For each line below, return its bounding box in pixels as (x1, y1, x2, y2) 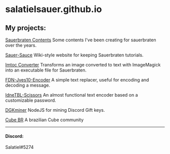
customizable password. (5, 97, 57, 103)
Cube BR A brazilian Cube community (5, 117, 84, 123)
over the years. (5, 42, 37, 48)
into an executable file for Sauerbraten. (5, 67, 87, 73)
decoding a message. (5, 82, 51, 88)
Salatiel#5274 (5, 144, 34, 150)
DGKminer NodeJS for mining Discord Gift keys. (5, 107, 105, 113)
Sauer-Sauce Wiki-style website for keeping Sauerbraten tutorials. (5, 52, 144, 58)
